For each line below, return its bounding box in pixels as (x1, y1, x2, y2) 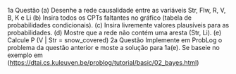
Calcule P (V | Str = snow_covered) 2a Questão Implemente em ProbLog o (7, 36, 223, 44)
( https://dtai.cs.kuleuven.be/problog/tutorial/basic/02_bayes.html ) (7, 58, 199, 66)
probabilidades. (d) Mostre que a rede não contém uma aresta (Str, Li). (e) (7, 28, 222, 37)
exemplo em (7, 51, 44, 59)
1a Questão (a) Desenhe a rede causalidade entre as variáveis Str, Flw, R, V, (7, 6, 226, 14)
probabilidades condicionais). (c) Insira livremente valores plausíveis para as (7, 21, 230, 29)
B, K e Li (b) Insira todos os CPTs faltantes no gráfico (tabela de (7, 13, 192, 22)
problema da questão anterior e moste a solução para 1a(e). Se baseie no (7, 44, 220, 51)
